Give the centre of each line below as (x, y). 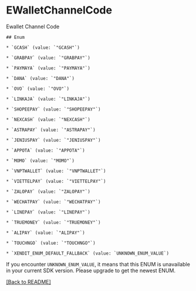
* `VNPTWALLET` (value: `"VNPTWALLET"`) (56, 171)
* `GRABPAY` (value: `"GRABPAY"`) (48, 58)
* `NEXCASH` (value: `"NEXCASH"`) (48, 119)
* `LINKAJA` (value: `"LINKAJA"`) (48, 99)
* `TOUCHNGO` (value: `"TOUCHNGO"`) (51, 243)
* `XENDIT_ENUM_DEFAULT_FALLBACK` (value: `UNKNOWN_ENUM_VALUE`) (87, 253)
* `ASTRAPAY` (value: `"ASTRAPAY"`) (51, 130)
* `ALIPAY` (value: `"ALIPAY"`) (45, 233)
